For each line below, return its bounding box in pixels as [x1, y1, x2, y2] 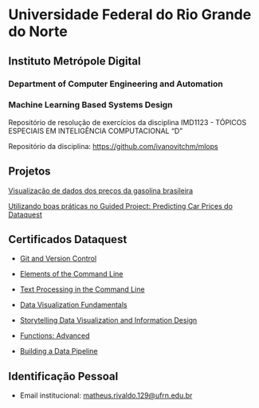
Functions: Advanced [19, 331, 90, 340]
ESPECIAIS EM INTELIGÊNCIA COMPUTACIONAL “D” [8, 126, 183, 135]
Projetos [8, 165, 51, 178]
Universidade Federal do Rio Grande [8, 6, 252, 24]
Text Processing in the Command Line [19, 284, 145, 294]
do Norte [8, 22, 68, 41]
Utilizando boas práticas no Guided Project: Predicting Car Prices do [8, 201, 233, 210]
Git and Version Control [19, 253, 97, 264]
